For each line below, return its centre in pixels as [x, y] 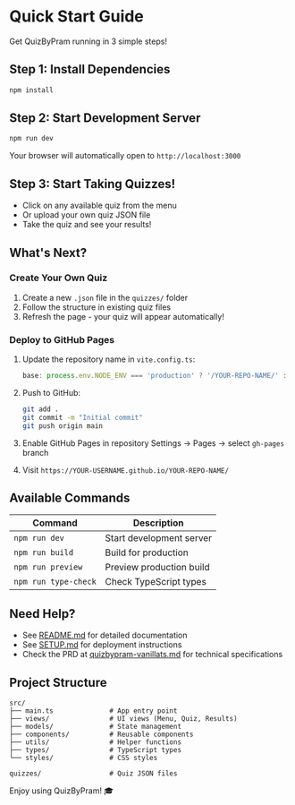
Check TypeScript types [156, 582]
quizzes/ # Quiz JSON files [93, 774]
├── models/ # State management [95, 727]
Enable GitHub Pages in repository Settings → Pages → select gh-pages [153, 443]
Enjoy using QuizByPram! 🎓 [62, 791]
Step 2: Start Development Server [105, 118]
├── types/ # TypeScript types [95, 750]
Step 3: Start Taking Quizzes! [93, 184]
